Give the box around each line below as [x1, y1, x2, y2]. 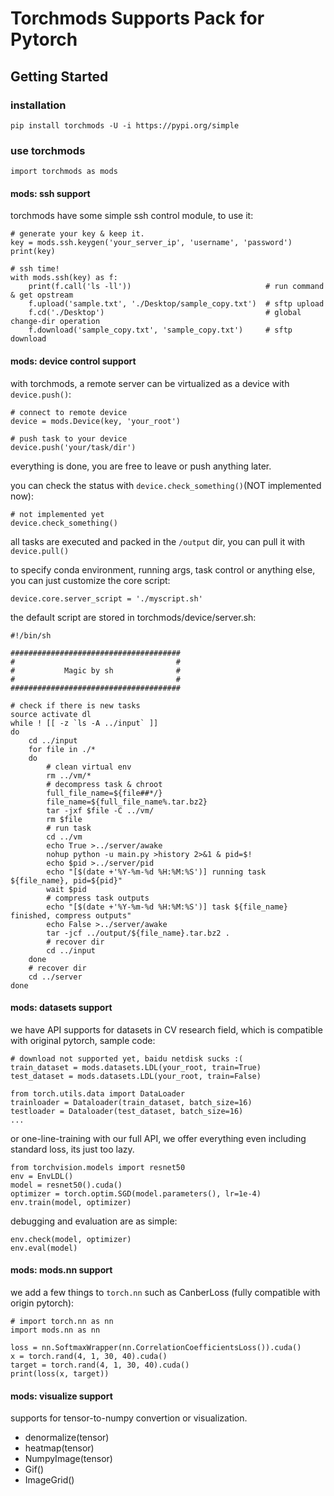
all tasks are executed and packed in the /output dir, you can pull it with [10, 535, 306, 547]
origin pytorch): [10, 1297, 75, 1309]
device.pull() [10, 546, 70, 556]
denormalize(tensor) [24, 1432, 110, 1444]
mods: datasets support [10, 1002, 113, 1014]
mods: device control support [10, 355, 137, 367]
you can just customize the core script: [10, 574, 171, 586]
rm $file [46, 814, 83, 824]
